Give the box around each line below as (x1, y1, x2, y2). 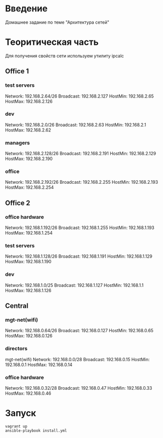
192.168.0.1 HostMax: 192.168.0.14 (5, 362, 73, 368)
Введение (5, 3, 48, 14)
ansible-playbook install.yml (5, 428, 67, 433)
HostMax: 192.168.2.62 (5, 127, 51, 133)
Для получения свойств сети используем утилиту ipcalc (5, 53, 124, 59)
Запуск (5, 407, 36, 419)
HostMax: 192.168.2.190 (5, 156, 53, 162)
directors (5, 345, 28, 352)
